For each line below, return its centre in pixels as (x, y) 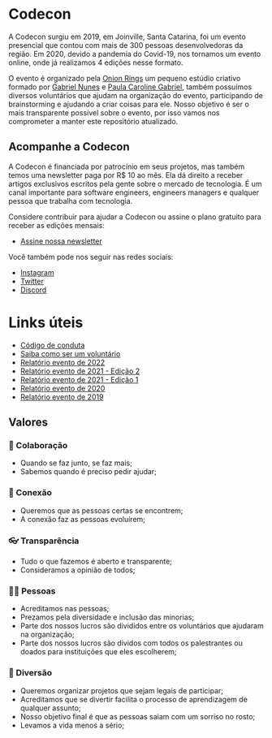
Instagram (37, 272)
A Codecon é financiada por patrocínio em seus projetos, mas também (127, 166)
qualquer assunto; (50, 708)
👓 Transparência (44, 541)
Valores (28, 423)
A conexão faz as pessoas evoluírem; (83, 519)
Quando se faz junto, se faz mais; (76, 463)
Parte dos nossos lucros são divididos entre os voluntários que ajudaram (142, 626)
